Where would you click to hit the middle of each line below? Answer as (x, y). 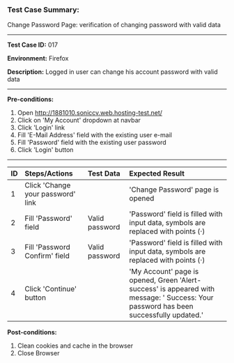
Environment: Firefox (38, 59)
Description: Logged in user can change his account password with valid (112, 72)
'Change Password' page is (174, 190)
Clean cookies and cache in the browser (75, 346)
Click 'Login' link (41, 128)
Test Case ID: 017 (32, 45)
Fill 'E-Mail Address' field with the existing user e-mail (95, 135)
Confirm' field (47, 256)
